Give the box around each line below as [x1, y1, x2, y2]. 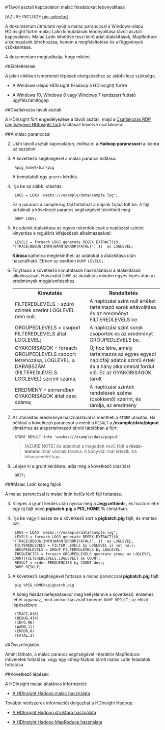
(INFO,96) [14, 620, 35, 625]
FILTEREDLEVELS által [14, 330, 66, 337]
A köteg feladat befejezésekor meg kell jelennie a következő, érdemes [12, 591, 154, 597]
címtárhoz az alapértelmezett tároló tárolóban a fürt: [12, 425, 118, 431]
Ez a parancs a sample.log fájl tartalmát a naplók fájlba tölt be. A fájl [12, 202, 150, 207]
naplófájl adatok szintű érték [89, 357, 155, 364]
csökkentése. [5, 44, 32, 50]
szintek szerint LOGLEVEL [14, 307, 75, 314]
